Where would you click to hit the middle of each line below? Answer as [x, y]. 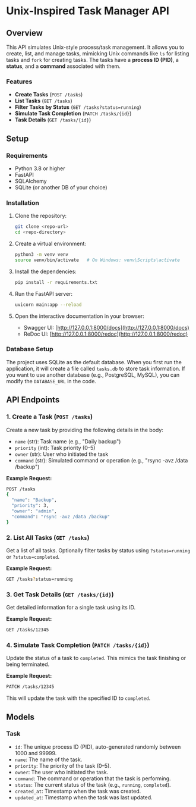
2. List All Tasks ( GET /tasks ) [48, 537]
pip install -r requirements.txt [56, 282]
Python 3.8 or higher [40, 168]
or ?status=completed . [33, 556]
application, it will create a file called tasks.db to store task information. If [96, 368]
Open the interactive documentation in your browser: [79, 316]
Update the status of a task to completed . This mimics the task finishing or [96, 658]
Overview [25, 33]
